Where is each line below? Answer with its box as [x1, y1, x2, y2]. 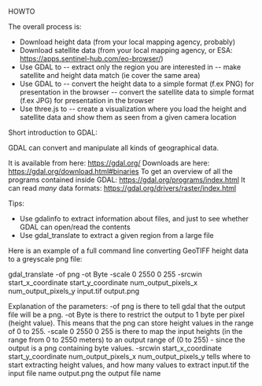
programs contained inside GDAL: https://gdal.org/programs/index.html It [8, 175, 245, 184]
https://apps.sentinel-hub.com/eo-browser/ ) [19, 54, 164, 63]
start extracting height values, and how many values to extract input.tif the [8, 360, 249, 369]
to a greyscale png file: [8, 254, 83, 263]
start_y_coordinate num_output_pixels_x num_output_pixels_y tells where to [8, 352, 251, 361]
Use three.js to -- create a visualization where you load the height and [19, 104, 246, 113]
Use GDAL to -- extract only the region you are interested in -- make [19, 62, 242, 72]
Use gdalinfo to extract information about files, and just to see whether [19, 214, 249, 223]
